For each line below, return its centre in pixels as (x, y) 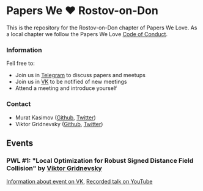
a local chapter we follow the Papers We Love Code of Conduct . (87, 34)
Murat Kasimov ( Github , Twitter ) (55, 118)
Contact (19, 104)
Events (20, 143)
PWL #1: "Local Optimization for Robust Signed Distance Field (100, 160)
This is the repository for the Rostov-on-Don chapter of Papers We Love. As (102, 28)
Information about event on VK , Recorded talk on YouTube (79, 182)
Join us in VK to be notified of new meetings (71, 82)
